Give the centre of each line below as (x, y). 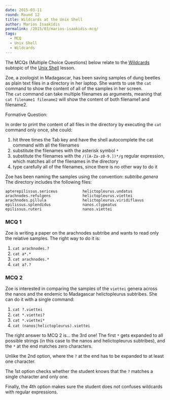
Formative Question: (26, 115)
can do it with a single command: (40, 299)
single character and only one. (37, 377)
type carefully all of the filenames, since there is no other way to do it (85, 166)
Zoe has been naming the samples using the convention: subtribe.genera (82, 177)
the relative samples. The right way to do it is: (53, 238)
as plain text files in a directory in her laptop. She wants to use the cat (78, 83)
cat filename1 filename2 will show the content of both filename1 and (77, 99)
